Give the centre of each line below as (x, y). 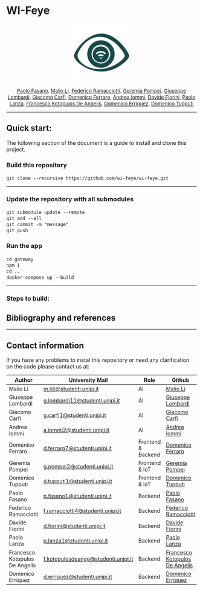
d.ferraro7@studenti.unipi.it (77, 448)
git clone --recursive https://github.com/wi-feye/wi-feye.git (88, 179)
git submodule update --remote (46, 213)
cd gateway (20, 259)
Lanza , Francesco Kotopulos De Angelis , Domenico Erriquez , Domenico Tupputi (101, 103)
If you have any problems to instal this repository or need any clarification (98, 360)
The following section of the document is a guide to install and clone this (97, 142)
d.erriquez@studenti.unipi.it (78, 577)
